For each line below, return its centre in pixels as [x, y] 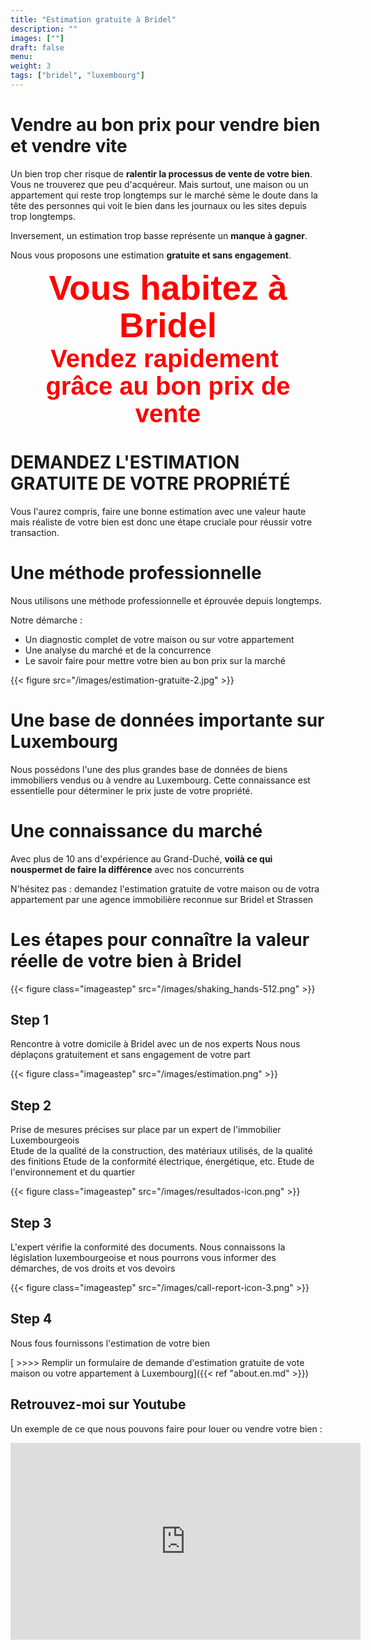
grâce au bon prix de [168, 385]
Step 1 [30, 1019]
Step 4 [31, 1319]
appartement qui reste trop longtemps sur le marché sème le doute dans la [164, 195]
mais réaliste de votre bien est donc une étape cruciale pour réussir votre [161, 522]
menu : [21, 57]
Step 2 [31, 1105]
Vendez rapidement [164, 358]
